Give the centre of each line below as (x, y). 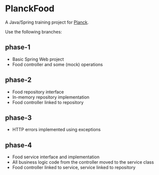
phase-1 (18, 47)
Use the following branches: (34, 32)
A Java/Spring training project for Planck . (47, 22)
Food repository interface (38, 92)
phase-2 (18, 80)
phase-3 (18, 118)
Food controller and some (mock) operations (58, 64)
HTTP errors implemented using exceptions (56, 130)
